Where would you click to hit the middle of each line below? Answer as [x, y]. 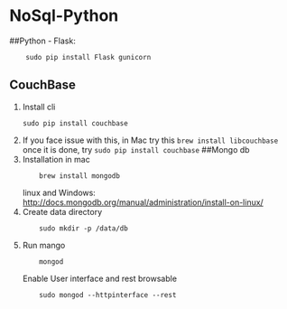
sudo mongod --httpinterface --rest [108, 295]
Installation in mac [56, 159]
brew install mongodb [79, 176]
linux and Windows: [59, 192]
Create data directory [62, 211]
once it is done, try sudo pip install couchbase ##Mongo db [136, 149]
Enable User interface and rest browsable [100, 278]
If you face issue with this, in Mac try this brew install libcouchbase [150, 140]
